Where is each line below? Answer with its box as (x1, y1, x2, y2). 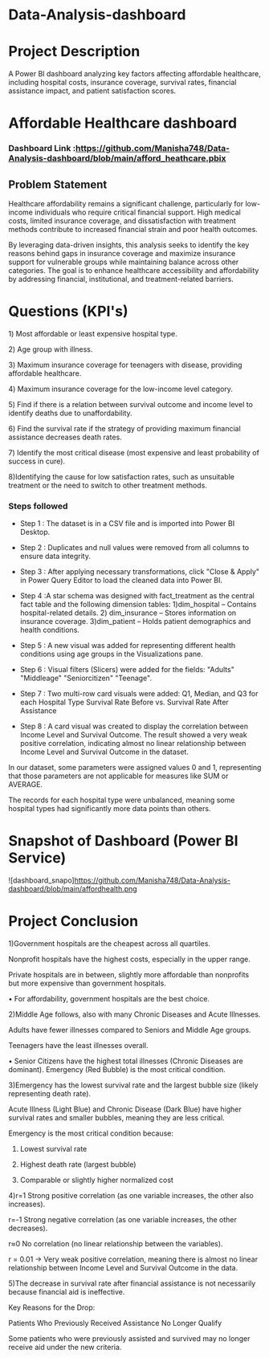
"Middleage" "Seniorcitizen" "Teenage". (19, 673, 153, 683)
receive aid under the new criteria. (8, 1343, 122, 1352)
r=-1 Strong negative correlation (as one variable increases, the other (8, 1215, 237, 1225)
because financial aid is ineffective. (8, 1287, 125, 1297)
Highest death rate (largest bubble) (19, 1160, 137, 1169)
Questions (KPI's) (8, 303, 128, 320)
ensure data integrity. (19, 552, 91, 561)
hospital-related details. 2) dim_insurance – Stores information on (19, 608, 237, 618)
